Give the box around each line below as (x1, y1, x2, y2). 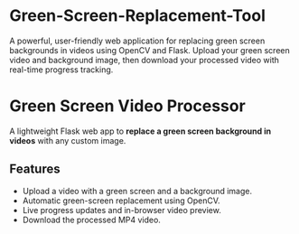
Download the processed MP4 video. (22, 214, 161, 225)
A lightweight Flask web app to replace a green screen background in (9, 126, 272, 136)
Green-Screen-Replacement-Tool (9, 5, 266, 26)
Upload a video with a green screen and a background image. (22, 185, 253, 196)
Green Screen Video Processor (9, 96, 246, 117)
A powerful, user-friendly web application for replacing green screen (9, 35, 266, 46)
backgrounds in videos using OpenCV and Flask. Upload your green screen (9, 44, 291, 55)
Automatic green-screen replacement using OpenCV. (22, 195, 220, 206)
